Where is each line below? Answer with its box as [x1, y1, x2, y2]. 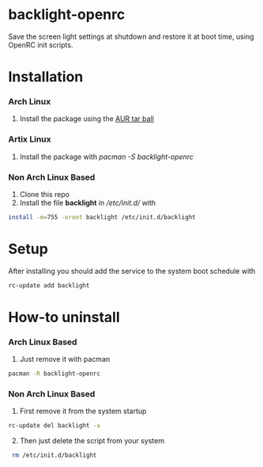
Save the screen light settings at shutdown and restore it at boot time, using [8, 32, 254, 41]
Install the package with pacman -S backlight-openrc [19, 152, 194, 161]
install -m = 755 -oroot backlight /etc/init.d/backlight [8, 214, 196, 222]
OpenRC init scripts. [8, 40, 73, 49]
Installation [8, 68, 84, 86]
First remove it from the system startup [19, 406, 147, 416]
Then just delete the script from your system [19, 436, 164, 446]
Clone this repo [19, 190, 70, 199]
